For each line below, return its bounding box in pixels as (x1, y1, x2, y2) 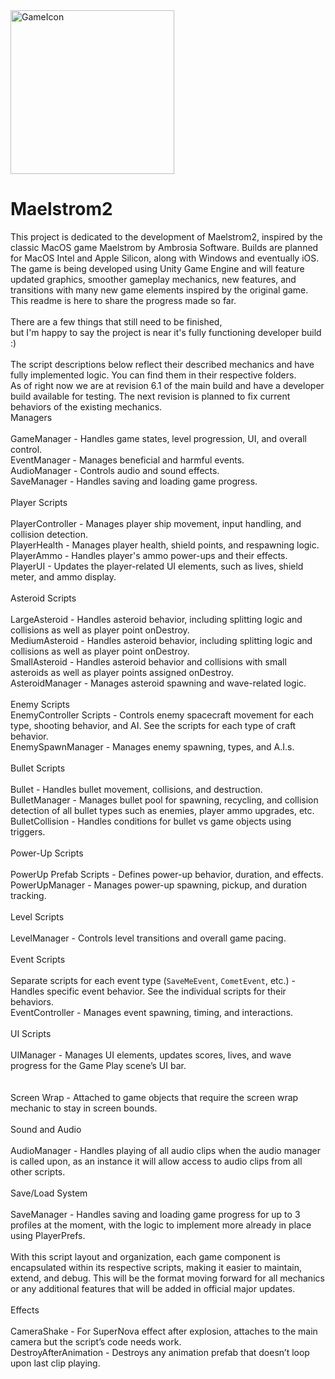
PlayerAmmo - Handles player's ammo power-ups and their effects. (10, 549, 288, 561)
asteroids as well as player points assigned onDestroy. (10, 666, 234, 678)
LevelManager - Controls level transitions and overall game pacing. (10, 932, 287, 944)
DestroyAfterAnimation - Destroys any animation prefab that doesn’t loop (10, 1346, 310, 1358)
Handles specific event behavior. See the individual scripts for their (10, 985, 287, 997)
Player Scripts (10, 496, 68, 508)
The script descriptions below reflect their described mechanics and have (10, 358, 315, 370)
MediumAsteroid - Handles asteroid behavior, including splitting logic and (10, 634, 313, 646)
